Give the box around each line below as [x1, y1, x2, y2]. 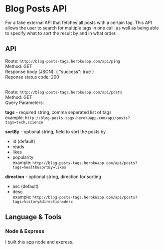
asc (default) [12, 183, 39, 189]
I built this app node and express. [5, 239, 74, 245]
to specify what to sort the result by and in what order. [5, 30, 117, 36]
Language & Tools [5, 213, 62, 221]
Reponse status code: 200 [5, 73, 60, 80]
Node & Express [5, 228, 45, 235]
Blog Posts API [5, 3, 67, 14]
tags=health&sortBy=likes [12, 164, 66, 170]
